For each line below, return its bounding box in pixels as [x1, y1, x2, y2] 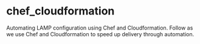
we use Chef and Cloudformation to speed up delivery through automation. [6, 30, 195, 37]
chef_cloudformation [6, 4, 115, 18]
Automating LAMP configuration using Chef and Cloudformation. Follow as [6, 24, 193, 31]
